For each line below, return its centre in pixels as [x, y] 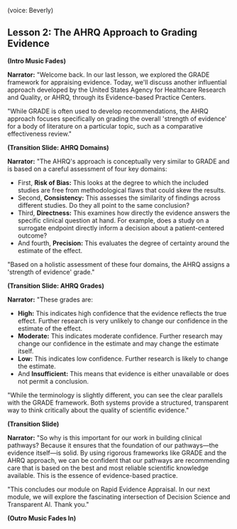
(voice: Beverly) [31, 10]
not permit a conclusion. [53, 381]
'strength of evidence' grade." [51, 272]
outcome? [32, 235]
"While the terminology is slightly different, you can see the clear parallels [115, 395]
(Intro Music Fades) [37, 60]
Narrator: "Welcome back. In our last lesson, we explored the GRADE [109, 75]
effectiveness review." [40, 134]
